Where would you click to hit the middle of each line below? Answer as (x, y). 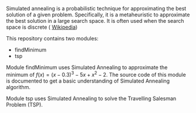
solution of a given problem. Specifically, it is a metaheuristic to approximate (98, 15)
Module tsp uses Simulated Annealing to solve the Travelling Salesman (91, 98)
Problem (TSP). (24, 104)
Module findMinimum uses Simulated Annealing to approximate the (87, 67)
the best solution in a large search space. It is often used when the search (95, 21)
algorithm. (18, 87)
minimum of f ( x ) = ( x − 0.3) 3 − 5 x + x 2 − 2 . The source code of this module (96, 74)
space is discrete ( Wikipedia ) (42, 27)
